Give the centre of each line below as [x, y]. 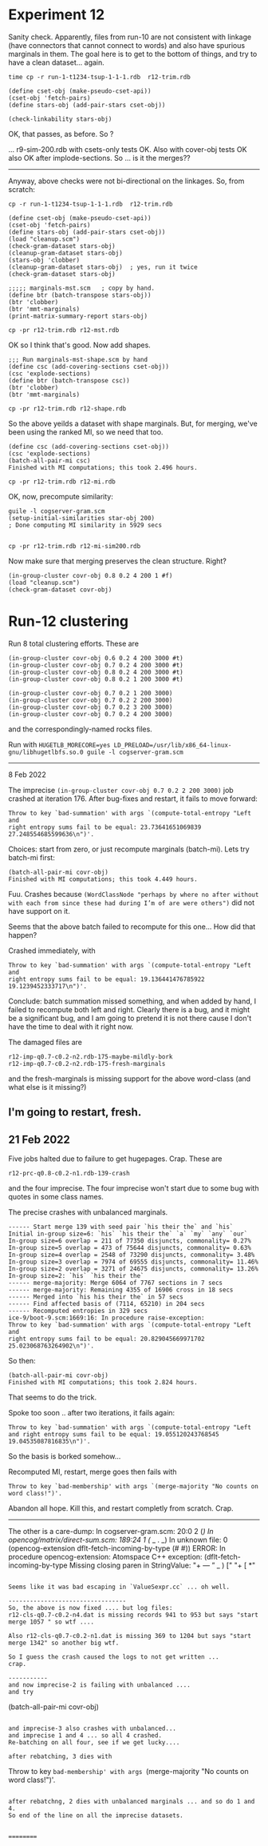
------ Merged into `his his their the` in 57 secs [96, 1297]
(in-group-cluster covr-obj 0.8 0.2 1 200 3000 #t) [96, 679]
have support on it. [39, 911]
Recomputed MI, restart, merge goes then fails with [93, 1472]
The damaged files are [45, 1042]
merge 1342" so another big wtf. [64, 1643]
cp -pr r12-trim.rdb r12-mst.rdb [64, 330]
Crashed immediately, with [52, 951]
